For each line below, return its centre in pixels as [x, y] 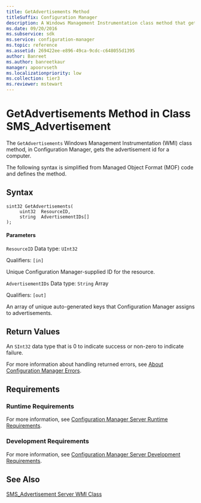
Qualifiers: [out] [26, 295]
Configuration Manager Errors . [44, 370]
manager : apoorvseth [32, 67]
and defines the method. [36, 174]
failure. [15, 352]
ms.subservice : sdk [31, 34]
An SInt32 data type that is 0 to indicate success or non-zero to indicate [95, 346]
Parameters [21, 235]
